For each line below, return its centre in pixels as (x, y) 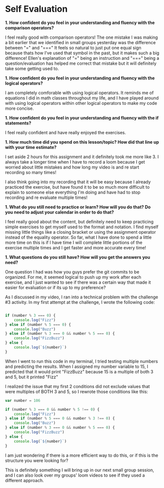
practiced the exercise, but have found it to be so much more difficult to (77, 187)
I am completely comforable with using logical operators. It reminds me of (80, 93)
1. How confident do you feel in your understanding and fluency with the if (82, 118)
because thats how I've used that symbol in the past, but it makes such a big (82, 53)
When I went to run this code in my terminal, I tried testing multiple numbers (82, 361)
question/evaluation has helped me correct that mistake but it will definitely (81, 63)
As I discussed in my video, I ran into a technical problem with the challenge (82, 297)
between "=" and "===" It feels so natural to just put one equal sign (73, 48)
